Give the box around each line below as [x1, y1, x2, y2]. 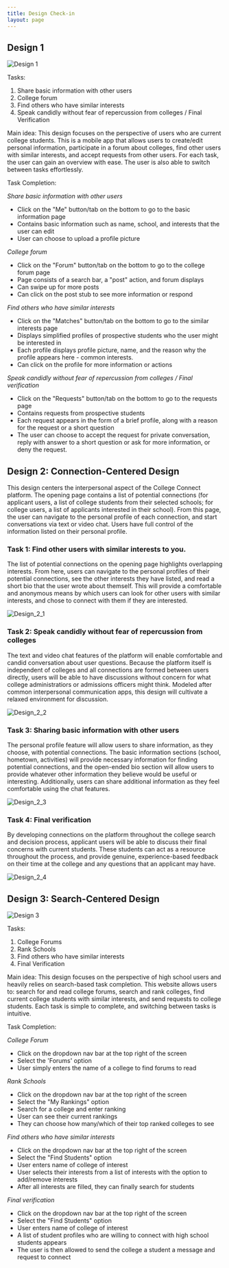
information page [16, 213, 67, 221]
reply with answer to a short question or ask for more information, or [16, 438, 210, 447]
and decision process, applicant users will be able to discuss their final [7, 838, 207, 846]
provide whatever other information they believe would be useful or [7, 770, 197, 779]
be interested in [16, 339, 62, 347]
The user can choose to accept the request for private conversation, [16, 431, 210, 439]
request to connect [16, 1253, 71, 1261]
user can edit [16, 227, 55, 235]
